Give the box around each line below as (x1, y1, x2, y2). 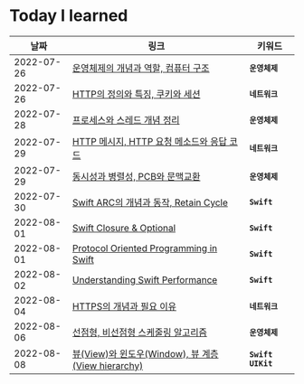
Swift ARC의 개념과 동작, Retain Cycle (71, 196, 228, 209)
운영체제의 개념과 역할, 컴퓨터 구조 (71, 61, 210, 74)
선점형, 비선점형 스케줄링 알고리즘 (71, 326, 208, 339)
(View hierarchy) (71, 359, 143, 371)
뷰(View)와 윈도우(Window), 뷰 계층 (71, 347, 219, 360)
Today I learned (9, 5, 128, 26)
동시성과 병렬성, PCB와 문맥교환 (71, 170, 201, 183)
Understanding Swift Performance (71, 273, 218, 286)
